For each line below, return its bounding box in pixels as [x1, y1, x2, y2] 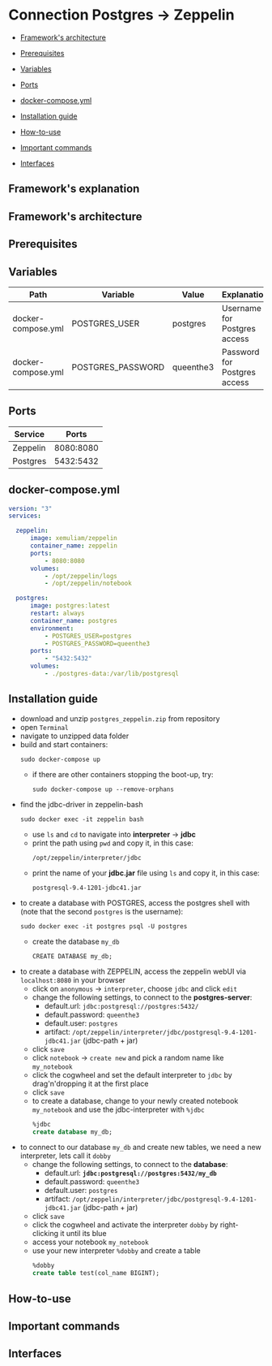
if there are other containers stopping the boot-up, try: [32, 769, 214, 779]
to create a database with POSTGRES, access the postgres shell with [19, 897, 250, 907]
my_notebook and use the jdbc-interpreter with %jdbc [32, 1104, 205, 1114]
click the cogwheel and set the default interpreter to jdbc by [32, 1070, 232, 1079]
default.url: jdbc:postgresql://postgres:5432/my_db [44, 1168, 217, 1178]
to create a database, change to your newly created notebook [32, 1096, 239, 1105]
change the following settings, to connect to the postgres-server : [32, 992, 253, 1002]
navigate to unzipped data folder [19, 731, 130, 741]
